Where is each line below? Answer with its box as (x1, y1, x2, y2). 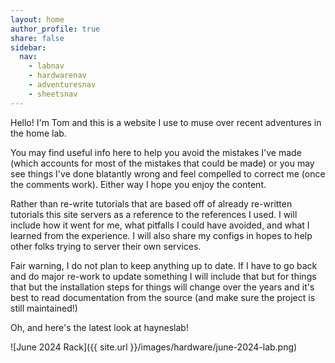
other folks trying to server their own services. (10, 240, 202, 252)
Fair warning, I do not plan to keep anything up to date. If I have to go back (10, 259, 318, 271)
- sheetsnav (28, 89, 78, 99)
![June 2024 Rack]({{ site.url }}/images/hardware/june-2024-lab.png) (10, 341, 298, 353)
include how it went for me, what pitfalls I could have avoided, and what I (10, 219, 310, 231)
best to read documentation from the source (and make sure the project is (10, 291, 316, 303)
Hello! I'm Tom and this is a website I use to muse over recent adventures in (10, 116, 322, 128)
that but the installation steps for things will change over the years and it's (10, 281, 315, 293)
